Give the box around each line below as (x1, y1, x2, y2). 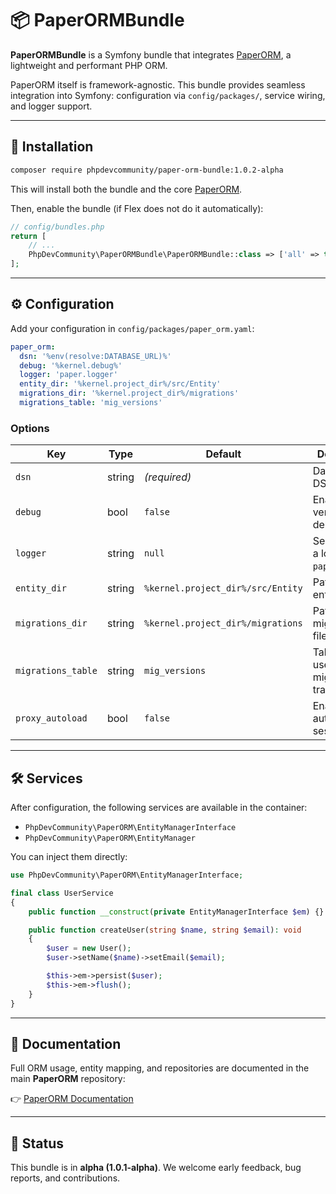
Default (205, 447, 242, 461)
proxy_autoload (15, 713, 88, 724)
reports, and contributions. (10, 1172, 121, 1184)
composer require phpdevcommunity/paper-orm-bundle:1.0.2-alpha (10, 165, 284, 175)
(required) (143, 470, 192, 484)
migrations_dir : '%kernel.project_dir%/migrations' (19, 388, 240, 399)
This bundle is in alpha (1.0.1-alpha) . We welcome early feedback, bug (10, 1162, 302, 1174)
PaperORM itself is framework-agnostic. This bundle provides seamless (10, 78, 306, 91)
